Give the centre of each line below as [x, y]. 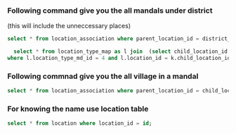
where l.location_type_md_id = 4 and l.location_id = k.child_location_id [119, 59]
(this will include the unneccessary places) [69, 26]
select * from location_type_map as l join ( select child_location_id [121, 51]
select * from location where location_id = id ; [80, 123]
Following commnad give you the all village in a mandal [103, 76]
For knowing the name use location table [78, 109]
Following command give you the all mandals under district [110, 11]
